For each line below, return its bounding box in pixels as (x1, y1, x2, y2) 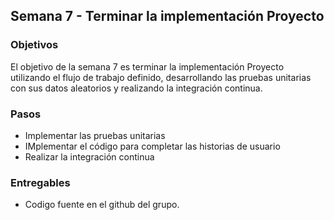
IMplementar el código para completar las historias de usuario (24, 140, 281, 152)
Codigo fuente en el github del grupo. (24, 199, 180, 211)
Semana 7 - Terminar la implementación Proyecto (10, 8, 325, 25)
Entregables (10, 175, 71, 189)
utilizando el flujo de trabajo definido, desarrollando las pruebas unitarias (10, 71, 312, 83)
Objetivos (10, 38, 59, 52)
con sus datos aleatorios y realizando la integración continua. (10, 82, 263, 94)
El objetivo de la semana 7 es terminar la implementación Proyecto (10, 60, 285, 73)
